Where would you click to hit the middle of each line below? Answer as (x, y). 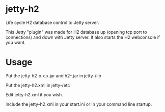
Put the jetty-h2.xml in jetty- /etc (38, 85)
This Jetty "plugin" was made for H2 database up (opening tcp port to (76, 32)
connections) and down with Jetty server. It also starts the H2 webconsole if (83, 37)
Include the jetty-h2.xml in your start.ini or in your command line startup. (79, 104)
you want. (16, 42)
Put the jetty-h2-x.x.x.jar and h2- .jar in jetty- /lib (54, 76)
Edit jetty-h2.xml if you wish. (34, 94)
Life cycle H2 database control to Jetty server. (53, 22)
